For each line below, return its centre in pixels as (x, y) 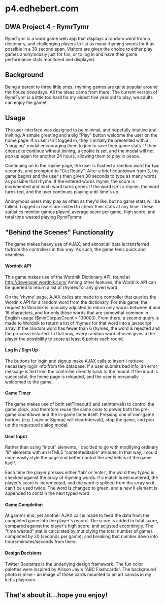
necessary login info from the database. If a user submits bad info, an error (81, 366)
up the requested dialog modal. (37, 425)
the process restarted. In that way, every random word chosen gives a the (80, 333)
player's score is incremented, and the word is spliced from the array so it (80, 483)
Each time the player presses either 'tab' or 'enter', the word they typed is (80, 473)
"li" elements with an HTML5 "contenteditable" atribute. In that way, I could (81, 452)
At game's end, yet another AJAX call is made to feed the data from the (77, 515)
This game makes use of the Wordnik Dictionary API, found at (67, 277)
